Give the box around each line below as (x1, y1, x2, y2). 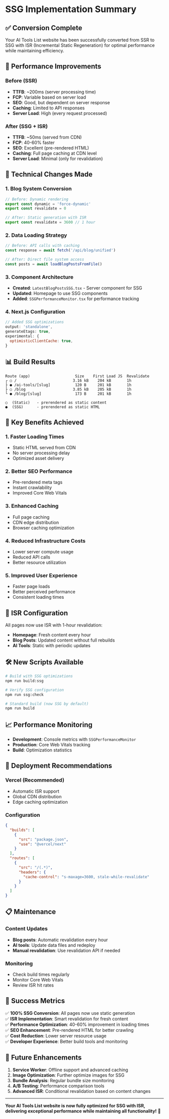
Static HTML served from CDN (12, 445, 76, 451)
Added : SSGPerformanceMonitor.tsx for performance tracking (12, 296, 139, 302)
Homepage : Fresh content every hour (12, 632, 92, 638)
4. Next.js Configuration (5, 308, 65, 315)
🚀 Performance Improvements (5, 62, 102, 71)
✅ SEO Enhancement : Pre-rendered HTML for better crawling (5, 1027, 134, 1033)
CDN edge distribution (12, 519, 59, 525)
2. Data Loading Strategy (5, 232, 67, 239)
